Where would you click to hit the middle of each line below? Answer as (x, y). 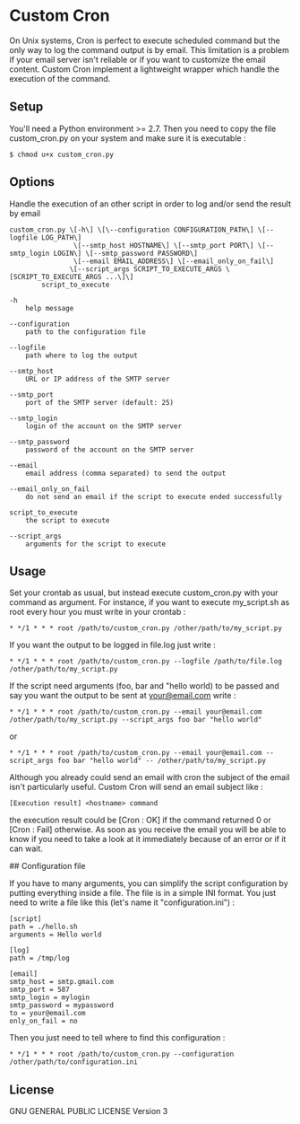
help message (50, 308)
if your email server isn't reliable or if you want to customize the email (137, 59)
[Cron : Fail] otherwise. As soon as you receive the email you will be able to (148, 830)
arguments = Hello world (56, 935)
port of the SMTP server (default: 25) (100, 402)
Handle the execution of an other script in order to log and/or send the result (150, 204)
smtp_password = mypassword (62, 1005)
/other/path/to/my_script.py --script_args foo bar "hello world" (136, 720)
